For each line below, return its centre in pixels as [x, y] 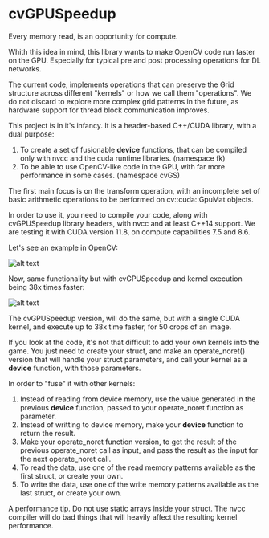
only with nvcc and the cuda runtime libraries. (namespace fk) [122, 158]
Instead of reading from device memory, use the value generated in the [138, 399]
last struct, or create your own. [71, 493]
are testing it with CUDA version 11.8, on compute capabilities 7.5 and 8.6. [129, 232]
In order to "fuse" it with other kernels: [72, 383]
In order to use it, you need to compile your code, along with [108, 214]
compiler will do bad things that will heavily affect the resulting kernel [123, 517]
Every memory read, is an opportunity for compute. [93, 36]
